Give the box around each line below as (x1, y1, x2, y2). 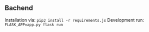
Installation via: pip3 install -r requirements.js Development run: (4, 17, 144, 23)
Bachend (4, 4, 33, 12)
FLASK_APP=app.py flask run (4, 22, 63, 27)
